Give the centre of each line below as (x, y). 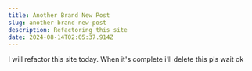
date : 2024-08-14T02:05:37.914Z (61, 37)
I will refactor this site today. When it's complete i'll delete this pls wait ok (126, 59)
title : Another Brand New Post (59, 15)
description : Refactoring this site (68, 30)
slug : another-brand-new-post (58, 23)
